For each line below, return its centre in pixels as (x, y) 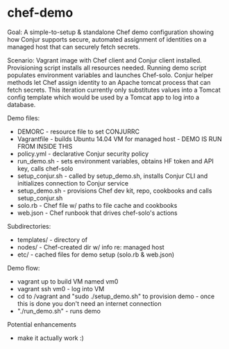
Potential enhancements (42, 324)
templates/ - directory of (52, 240)
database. (22, 104)
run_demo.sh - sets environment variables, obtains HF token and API (115, 161)
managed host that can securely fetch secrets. (74, 47)
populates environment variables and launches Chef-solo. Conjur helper (110, 75)
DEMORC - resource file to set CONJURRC (78, 131)
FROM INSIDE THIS (45, 146)
